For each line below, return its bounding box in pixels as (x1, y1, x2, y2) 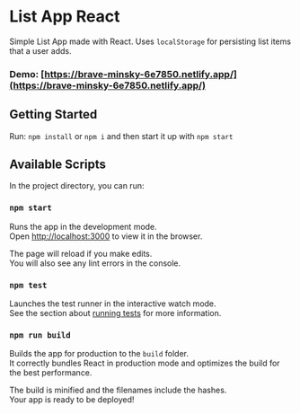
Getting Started (9, 107, 98, 122)
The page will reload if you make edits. (9, 248, 153, 259)
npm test (9, 280, 48, 290)
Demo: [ (9, 67, 45, 80)
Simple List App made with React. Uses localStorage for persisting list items (9, 36, 292, 47)
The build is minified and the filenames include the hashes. (9, 384, 227, 396)
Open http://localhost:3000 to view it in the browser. (9, 231, 203, 242)
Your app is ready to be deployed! (9, 394, 135, 405)
